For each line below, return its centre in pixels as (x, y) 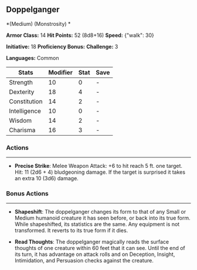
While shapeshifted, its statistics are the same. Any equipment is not (97, 224)
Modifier (61, 72)
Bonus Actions (27, 194)
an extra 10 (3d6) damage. (47, 178)
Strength (21, 82)
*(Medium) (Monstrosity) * (38, 23)
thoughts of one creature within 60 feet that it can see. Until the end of (100, 248)
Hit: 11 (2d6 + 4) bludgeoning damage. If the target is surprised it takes (100, 172)
